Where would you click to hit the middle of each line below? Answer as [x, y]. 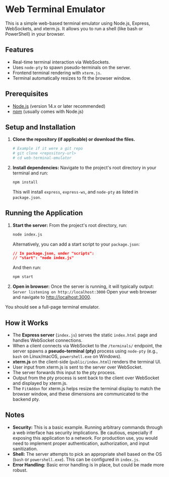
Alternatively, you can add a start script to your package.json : [76, 244]
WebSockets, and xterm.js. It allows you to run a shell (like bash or [74, 28]
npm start [23, 277]
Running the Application [44, 213]
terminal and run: [30, 173]
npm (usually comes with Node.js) [48, 111]
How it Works [27, 323]
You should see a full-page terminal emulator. [52, 307]
